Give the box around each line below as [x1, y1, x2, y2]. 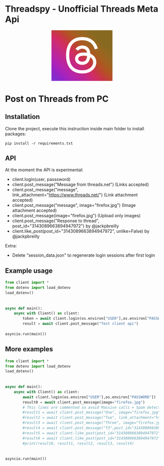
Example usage [5, 266, 53, 275]
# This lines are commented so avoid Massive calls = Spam [22, 405, 145, 410]
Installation [5, 113, 40, 121]
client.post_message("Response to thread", [12, 218, 100, 224]
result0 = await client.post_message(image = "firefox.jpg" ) [22, 400, 145, 405]
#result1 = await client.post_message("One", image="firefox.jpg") [22, 410, 163, 415]
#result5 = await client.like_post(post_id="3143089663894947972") [22, 430, 163, 435]
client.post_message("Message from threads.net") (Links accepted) [12, 182, 149, 187]
